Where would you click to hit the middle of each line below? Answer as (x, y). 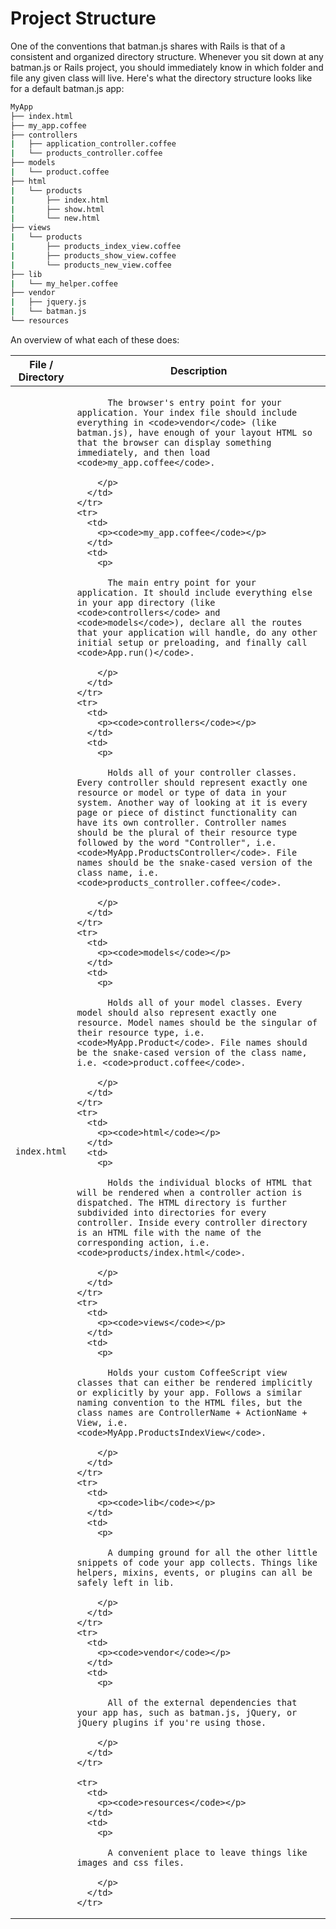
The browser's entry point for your (194, 402)
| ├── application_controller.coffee (93, 144)
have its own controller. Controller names (181, 822)
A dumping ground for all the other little (212, 1552)
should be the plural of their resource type (187, 832)
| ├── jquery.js (48, 302)
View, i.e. (102, 1422)
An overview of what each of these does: (95, 339)
